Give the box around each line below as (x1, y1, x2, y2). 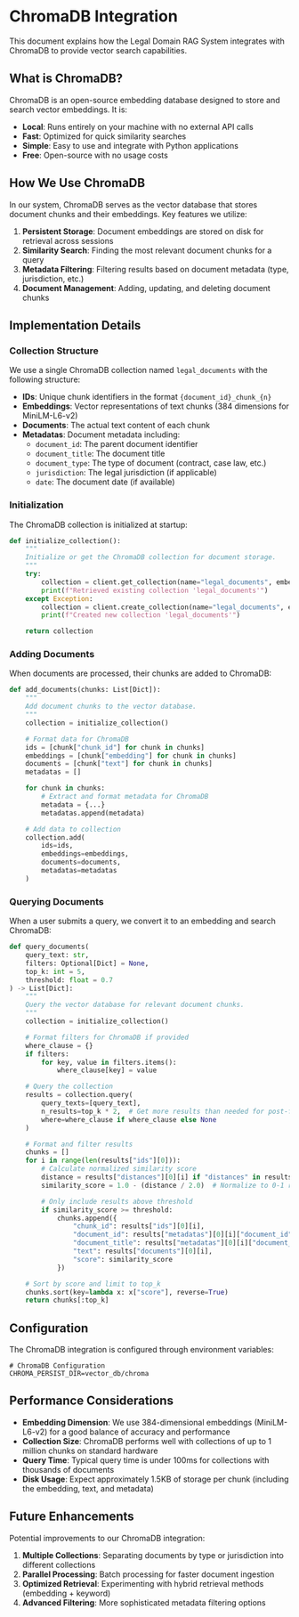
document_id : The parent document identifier (35, 439, 198, 450)
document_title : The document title (35, 448, 166, 459)
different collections (21, 1559, 96, 1570)
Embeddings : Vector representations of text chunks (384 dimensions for (21, 401, 289, 411)
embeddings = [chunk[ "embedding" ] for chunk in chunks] (25, 751, 238, 760)
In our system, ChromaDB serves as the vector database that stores (9, 199, 258, 210)
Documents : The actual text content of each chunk (21, 420, 211, 431)
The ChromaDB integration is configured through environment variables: (9, 1345, 274, 1355)
